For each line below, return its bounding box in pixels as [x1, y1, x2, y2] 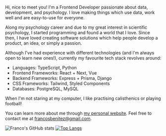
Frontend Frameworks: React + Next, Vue [12, 70, 97, 76]
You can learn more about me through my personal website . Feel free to [5, 110, 152, 116]
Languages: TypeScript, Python [12, 65, 77, 70]
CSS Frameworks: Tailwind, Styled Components [12, 80, 110, 86]
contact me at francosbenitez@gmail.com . [5, 116, 92, 121]
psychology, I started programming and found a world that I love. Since [5, 30, 150, 35]
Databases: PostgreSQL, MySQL [12, 86, 79, 91]
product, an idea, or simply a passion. [5, 40, 82, 46]
